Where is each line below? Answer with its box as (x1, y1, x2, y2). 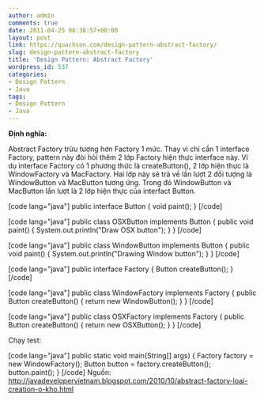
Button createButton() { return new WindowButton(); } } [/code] (8, 297, 213, 305)
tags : (8, 93, 26, 100)
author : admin (8, 11, 55, 20)
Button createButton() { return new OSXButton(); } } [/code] (8, 320, 202, 329)
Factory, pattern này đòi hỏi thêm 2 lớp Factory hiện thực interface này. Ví (8, 153, 249, 162)
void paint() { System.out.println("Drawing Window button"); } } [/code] (8, 249, 239, 258)
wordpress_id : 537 (8, 63, 69, 71)
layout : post (8, 33, 51, 42)
